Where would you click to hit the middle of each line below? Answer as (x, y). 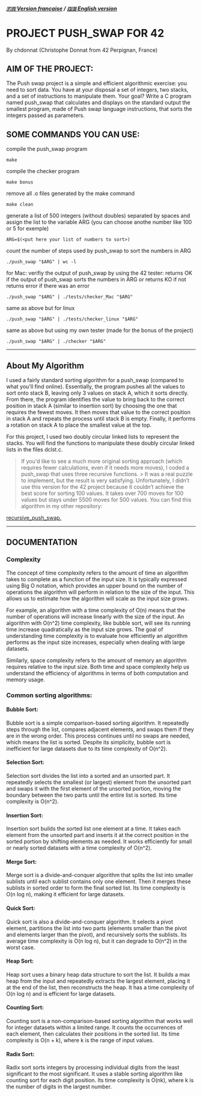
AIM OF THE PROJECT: (50, 68)
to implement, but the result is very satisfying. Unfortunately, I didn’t (105, 480)
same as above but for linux (41, 308)
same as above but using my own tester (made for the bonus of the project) (100, 330)
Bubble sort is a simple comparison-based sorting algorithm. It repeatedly (98, 723)
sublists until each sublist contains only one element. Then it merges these (99, 882)
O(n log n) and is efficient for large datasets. (61, 993)
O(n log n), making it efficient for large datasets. (66, 894)
